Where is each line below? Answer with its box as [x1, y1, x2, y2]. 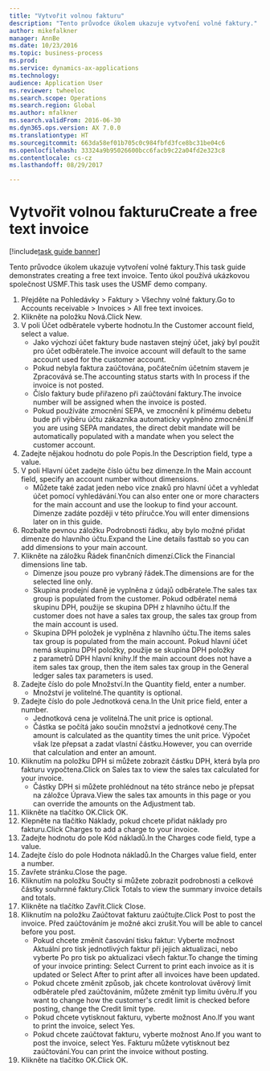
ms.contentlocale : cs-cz [9, 154, 92, 162]
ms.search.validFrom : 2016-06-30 [9, 117, 121, 125]
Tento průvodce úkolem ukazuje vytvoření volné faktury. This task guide [9, 262, 246, 272]
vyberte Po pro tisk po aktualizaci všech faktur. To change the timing [32, 953, 258, 962]
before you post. [20, 927, 76, 937]
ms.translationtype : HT [9, 131, 89, 139]
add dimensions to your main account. [20, 543, 148, 552]
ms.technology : [9, 72, 60, 80]
